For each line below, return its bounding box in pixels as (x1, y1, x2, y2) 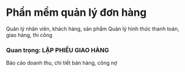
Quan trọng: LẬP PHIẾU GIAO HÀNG (6, 46, 109, 54)
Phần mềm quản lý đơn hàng (6, 6, 147, 19)
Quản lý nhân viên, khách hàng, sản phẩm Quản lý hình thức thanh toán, (6, 25, 180, 32)
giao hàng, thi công (6, 31, 53, 38)
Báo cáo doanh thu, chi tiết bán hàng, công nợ (6, 59, 118, 67)
